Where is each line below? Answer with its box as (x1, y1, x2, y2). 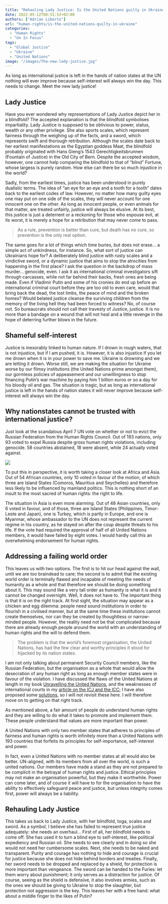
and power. (5, 743, 28, 749)
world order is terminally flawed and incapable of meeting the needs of (5, 576, 151, 582)
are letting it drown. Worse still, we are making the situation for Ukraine (5, 360, 151, 367)
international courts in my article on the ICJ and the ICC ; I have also (5, 686, 144, 692)
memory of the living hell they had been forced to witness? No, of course (5, 301, 156, 307)
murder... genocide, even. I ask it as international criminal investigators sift (5, 268, 158, 275)
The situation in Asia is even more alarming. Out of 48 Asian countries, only (5, 500, 160, 506)
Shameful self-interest (5, 331, 77, 340)
